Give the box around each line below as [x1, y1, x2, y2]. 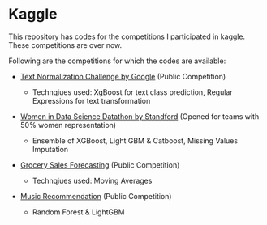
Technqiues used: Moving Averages [32, 176, 153, 185]
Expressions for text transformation [32, 96, 151, 105]
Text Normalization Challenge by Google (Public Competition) [19, 71, 226, 81]
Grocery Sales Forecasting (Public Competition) [19, 159, 180, 170]
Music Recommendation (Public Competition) [19, 191, 172, 201]
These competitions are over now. [8, 40, 123, 49]
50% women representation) [19, 120, 116, 129]
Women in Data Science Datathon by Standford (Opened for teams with [19, 111, 260, 121]
